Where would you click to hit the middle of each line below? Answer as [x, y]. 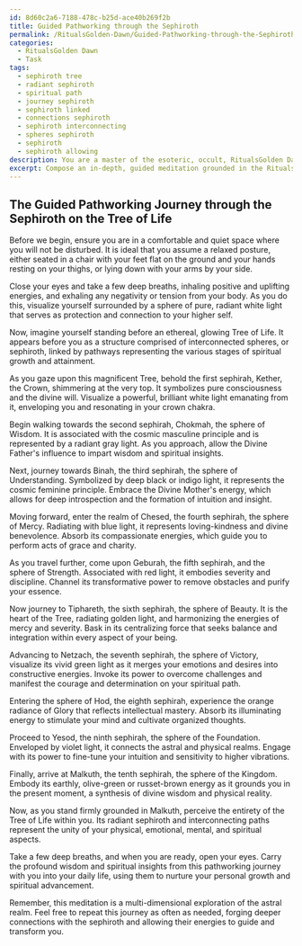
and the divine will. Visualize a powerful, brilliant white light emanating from [149, 397]
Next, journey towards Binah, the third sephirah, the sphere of [124, 471]
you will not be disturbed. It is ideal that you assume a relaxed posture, [140, 250]
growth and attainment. [53, 361]
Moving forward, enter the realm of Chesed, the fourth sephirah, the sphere [149, 517]
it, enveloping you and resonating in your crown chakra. [112, 407]
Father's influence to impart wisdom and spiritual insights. [117, 453]
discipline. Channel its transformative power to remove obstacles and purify [150, 582]
